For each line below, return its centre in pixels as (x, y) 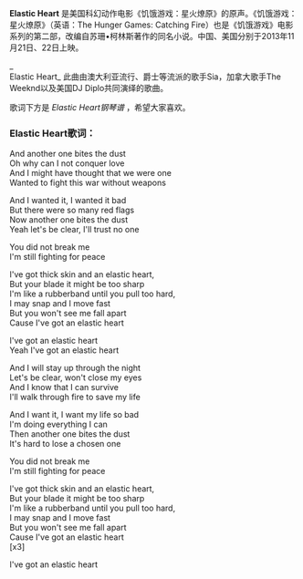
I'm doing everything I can (58, 424)
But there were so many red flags (72, 210)
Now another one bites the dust (69, 220)
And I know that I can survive (64, 388)
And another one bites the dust (68, 154)
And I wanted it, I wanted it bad (68, 201)
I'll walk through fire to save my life (75, 397)
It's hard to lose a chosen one (65, 444)
